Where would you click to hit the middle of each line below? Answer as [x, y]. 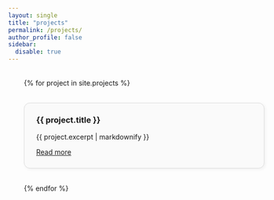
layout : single [33, 15]
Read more [54, 152]
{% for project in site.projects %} [77, 83]
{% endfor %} [46, 188]
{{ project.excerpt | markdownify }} [93, 137]
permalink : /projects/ [45, 30]
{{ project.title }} [68, 120]
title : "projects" [38, 23]
